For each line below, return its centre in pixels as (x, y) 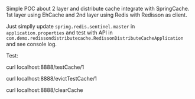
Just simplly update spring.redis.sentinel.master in (71, 26)
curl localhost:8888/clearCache (45, 90)
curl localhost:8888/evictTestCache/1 (52, 79)
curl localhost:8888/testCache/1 (45, 67)
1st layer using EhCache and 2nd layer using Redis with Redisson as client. (97, 15)
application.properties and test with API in (60, 33)
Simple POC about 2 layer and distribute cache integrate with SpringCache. (98, 9)
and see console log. (32, 44)
